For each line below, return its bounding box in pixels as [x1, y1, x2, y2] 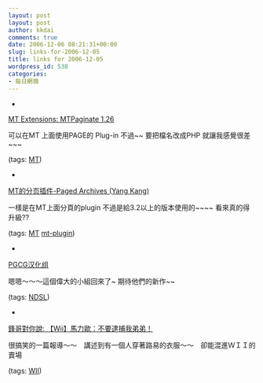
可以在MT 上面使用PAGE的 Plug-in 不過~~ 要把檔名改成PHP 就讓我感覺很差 [8, 131, 251, 140]
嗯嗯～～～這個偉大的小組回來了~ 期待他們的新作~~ [8, 276, 175, 285]
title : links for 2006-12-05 [8, 56, 104, 64]
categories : [8, 70, 47, 78]
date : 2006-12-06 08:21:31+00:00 [8, 41, 118, 49]
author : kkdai [8, 26, 55, 34]
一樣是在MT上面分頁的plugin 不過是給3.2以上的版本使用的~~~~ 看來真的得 [8, 202, 250, 212]
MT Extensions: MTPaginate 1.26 [8, 114, 115, 123]
